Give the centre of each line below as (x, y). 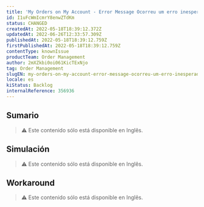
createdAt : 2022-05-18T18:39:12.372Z (54, 29)
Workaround (31, 183)
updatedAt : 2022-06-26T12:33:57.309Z (54, 35)
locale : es (20, 80)
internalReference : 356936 (40, 91)
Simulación (28, 149)
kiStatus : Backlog (29, 86)
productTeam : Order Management (46, 57)
